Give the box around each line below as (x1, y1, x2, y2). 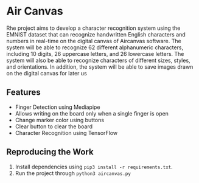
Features (6, 87, 41, 98)
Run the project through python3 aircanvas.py (15, 169, 131, 177)
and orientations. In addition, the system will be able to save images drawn (6, 63, 194, 71)
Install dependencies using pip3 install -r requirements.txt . (15, 163, 173, 170)
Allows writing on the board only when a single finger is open (15, 109, 169, 117)
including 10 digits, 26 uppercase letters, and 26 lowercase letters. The (6, 50, 184, 57)
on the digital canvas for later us (6, 69, 87, 77)
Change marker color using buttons (15, 116, 105, 123)
